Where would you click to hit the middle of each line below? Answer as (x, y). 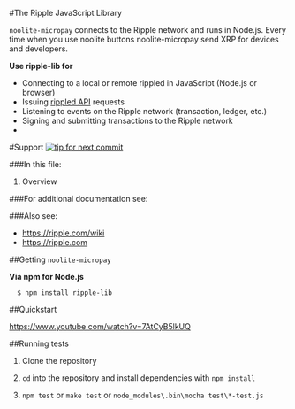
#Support (26, 147)
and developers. (39, 49)
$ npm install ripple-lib (65, 293)
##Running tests (39, 343)
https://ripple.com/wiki (63, 233)
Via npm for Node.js (46, 277)
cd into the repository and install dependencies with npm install (139, 378)
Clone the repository (59, 361)
